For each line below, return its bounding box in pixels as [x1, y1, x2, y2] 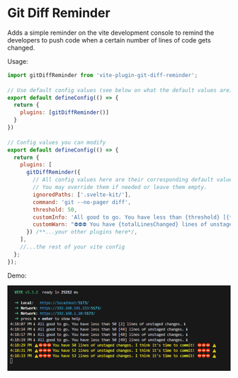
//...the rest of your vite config [20, 244, 125, 251]
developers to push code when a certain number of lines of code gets [7, 35, 211, 44]
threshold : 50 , [33, 206, 78, 213]
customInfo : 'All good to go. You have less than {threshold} [33, 214, 220, 221]
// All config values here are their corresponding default [33, 176, 214, 183]
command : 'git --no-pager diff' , [33, 198, 132, 206]
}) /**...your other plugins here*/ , [25, 229, 138, 236]
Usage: [7, 57, 28, 65]
